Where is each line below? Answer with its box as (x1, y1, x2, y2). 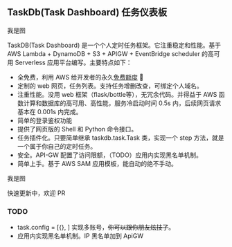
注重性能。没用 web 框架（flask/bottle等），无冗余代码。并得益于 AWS (17, 90, 217, 98)
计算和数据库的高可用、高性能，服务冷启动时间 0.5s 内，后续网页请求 (23, 99, 222, 107)
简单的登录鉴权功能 (17, 116, 73, 125)
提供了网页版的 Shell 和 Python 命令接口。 (17, 125, 138, 133)
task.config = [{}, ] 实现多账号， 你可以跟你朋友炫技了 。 (17, 223, 175, 232)
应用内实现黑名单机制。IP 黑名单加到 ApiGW (17, 232, 144, 240)
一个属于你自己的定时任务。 (17, 142, 97, 150)
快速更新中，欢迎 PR (7, 189, 66, 197)
